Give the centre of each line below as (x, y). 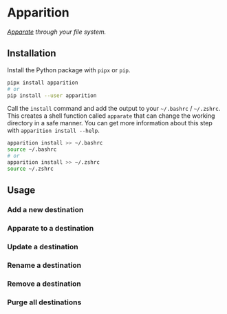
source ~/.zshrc (30, 169)
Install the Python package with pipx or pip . (69, 70)
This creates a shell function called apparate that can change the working (111, 116)
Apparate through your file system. (57, 32)
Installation (32, 53)
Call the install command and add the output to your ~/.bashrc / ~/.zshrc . (114, 109)
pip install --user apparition (52, 95)
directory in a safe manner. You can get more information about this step (110, 123)
